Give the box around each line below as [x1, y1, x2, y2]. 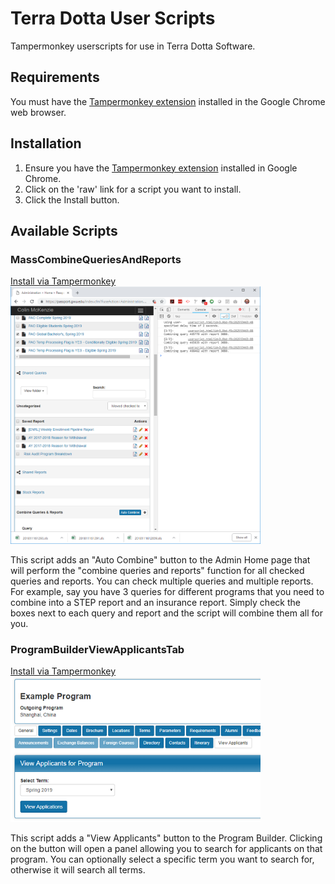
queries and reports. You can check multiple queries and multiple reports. [10, 575, 314, 587]
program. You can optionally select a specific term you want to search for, [10, 853, 315, 865]
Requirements [10, 69, 100, 86]
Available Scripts [10, 222, 118, 239]
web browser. [10, 106, 67, 118]
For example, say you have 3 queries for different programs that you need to [10, 585, 325, 597]
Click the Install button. [24, 193, 120, 206]
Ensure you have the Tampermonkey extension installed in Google [24, 162, 298, 174]
